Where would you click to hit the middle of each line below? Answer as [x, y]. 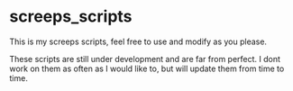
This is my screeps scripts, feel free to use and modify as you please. [138, 41]
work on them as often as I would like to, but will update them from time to [147, 68]
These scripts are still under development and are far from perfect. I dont [145, 59]
